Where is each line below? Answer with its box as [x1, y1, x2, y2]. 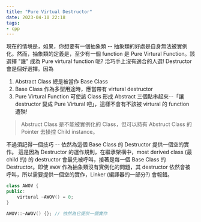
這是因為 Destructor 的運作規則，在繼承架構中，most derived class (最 [17, 148, 193, 156]
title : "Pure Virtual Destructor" [6, 8, 93, 15]
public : [6, 188, 26, 195]
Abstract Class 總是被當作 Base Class [14, 78, 108, 85]
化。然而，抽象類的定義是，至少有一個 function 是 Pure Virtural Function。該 [6, 50, 196, 58]
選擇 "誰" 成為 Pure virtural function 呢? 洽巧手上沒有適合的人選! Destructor [6, 58, 192, 65]
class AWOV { [6, 183, 39, 189]
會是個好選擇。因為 [6, 65, 54, 73]
